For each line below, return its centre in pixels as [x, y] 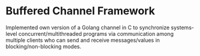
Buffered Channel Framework [80, 11]
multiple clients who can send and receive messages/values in [83, 40]
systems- [182, 27]
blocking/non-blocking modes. [43, 46]
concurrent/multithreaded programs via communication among [96, 33]
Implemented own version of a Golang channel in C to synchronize [88, 27]
